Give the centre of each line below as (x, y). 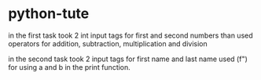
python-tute (49, 14)
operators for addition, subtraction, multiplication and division (108, 43)
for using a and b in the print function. (70, 67)
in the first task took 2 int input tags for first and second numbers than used (130, 35)
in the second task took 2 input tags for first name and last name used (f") (128, 59)
